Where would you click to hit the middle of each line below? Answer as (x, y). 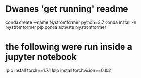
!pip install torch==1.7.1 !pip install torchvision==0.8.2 (58, 70)
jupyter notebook (41, 57)
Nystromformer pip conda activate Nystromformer (56, 27)
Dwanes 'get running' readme (67, 9)
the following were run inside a (69, 47)
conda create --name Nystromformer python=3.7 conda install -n (71, 22)
